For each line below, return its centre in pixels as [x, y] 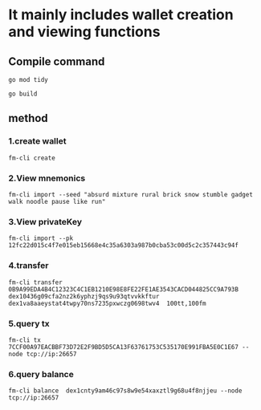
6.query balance [41, 374]
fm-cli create [32, 158]
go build [23, 94]
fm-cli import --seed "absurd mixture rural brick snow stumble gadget [130, 194]
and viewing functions [84, 32]
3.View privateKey [45, 221]
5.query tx [29, 323]
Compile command [57, 61]
